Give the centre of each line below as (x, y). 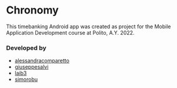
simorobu (26, 79)
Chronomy (32, 10)
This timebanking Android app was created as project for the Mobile (89, 26)
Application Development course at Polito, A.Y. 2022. (70, 32)
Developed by (26, 48)
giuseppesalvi (31, 67)
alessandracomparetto (42, 61)
